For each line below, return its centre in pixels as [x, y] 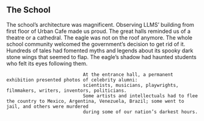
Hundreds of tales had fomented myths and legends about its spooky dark [100, 50]
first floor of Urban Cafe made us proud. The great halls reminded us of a [99, 31]
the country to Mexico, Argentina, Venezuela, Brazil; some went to [95, 101]
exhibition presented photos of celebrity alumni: [72, 80]
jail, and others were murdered [47, 106]
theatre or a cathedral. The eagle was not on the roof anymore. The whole [99, 37]
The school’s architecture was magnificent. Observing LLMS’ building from [100, 24]
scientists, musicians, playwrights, [131, 85]
